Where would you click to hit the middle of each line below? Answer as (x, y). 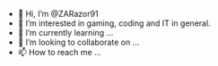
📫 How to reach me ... (59, 52)
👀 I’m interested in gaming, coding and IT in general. (114, 23)
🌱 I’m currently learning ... (65, 33)
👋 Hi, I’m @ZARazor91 (58, 14)
